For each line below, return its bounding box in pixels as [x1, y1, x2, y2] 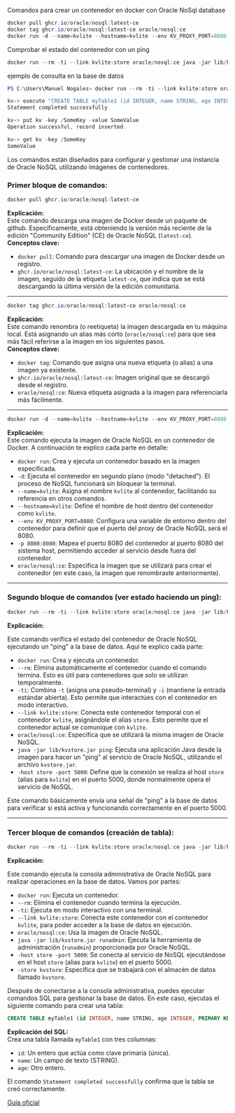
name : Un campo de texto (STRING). [17, 1055, 120, 1065]
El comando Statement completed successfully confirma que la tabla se [7, 1077, 215, 1086]
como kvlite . [17, 508, 57, 518]
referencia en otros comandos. [17, 494, 106, 502]
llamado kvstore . [17, 973, 66, 981]
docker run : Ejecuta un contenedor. [17, 891, 120, 899]
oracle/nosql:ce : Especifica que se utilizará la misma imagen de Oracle [17, 730, 224, 738]
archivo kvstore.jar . [17, 760, 78, 769]
